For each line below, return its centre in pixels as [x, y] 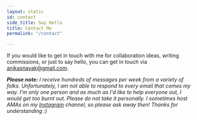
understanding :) [27, 111]
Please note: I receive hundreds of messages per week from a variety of [95, 80]
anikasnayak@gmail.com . [38, 68]
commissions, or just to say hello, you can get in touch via [77, 62]
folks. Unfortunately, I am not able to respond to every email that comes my [99, 86]
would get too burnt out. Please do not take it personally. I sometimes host [97, 99]
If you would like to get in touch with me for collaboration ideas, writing [93, 56]
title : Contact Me [29, 28]
